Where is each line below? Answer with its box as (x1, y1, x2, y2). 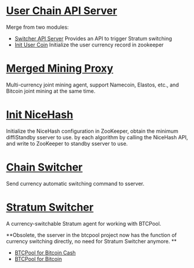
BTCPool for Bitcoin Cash (14, 249, 76, 256)
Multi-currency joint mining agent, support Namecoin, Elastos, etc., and (6, 81, 179, 88)
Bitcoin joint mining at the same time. (6, 87, 96, 95)
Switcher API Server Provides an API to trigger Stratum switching (14, 35, 172, 42)
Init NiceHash (6, 108, 73, 122)
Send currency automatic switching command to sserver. (6, 180, 145, 187)
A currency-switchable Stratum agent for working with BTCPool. (6, 220, 162, 227)
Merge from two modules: (6, 24, 69, 31)
